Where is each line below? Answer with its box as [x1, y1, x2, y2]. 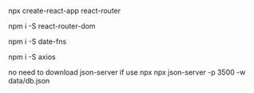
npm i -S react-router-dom [8, 21, 96, 30]
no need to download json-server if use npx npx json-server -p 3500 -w [8, 68, 246, 77]
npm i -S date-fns [8, 37, 67, 46]
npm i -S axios [8, 52, 56, 61]
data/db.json [8, 76, 50, 85]
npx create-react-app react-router [8, 6, 121, 15]
